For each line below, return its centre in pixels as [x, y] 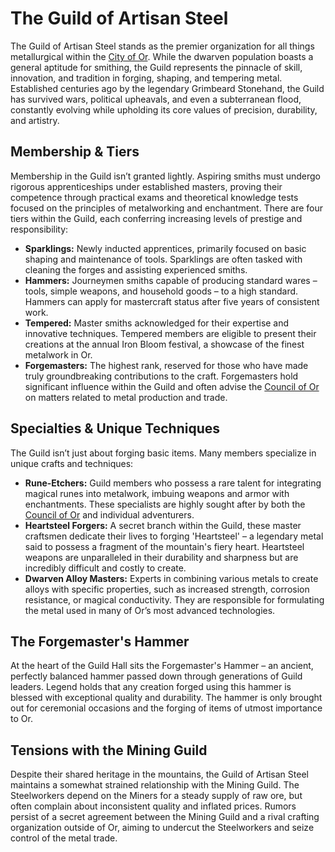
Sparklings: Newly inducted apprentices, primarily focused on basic [165, 248]
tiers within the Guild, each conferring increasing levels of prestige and [156, 218]
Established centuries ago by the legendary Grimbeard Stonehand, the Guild [167, 88]
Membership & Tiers [75, 152]
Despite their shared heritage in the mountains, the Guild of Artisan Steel [159, 774]
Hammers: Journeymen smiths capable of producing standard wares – [171, 280]
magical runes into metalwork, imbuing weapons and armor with [157, 493]
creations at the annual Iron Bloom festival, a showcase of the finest [164, 344]
